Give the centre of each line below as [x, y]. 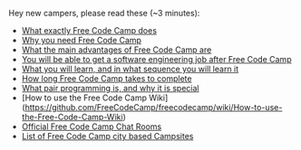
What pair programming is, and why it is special [110, 88]
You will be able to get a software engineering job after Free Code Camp [156, 59]
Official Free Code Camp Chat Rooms [92, 127]
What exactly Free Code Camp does [89, 30]
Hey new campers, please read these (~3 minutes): [104, 13]
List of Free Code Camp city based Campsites [107, 136]
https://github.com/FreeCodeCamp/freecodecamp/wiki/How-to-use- [154, 107]
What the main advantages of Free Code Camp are [117, 50]
